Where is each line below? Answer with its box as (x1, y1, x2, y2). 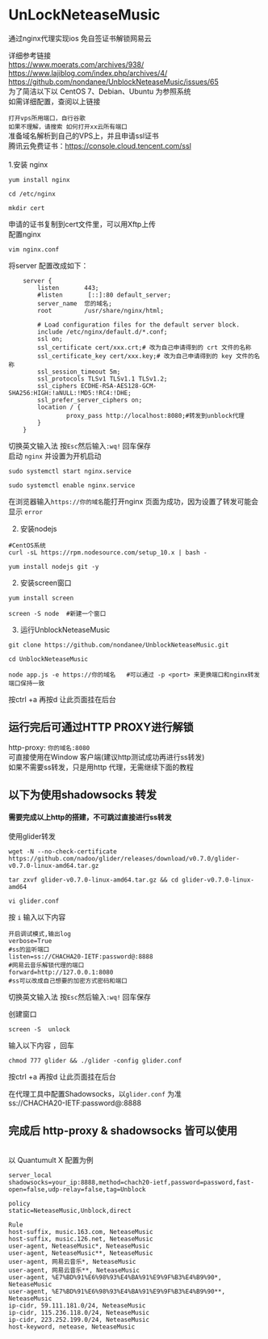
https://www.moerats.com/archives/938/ (8, 59, 144, 69)
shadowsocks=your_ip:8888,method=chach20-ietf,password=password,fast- (8, 1178, 254, 1187)
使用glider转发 (8, 832, 57, 841)
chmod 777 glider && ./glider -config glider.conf (8, 1057, 182, 1065)
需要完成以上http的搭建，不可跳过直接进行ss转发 (8, 812, 172, 822)
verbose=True (8, 937, 52, 945)
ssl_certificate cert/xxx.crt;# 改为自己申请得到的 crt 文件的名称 (37, 343, 252, 352)
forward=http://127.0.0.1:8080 (8, 968, 114, 977)
